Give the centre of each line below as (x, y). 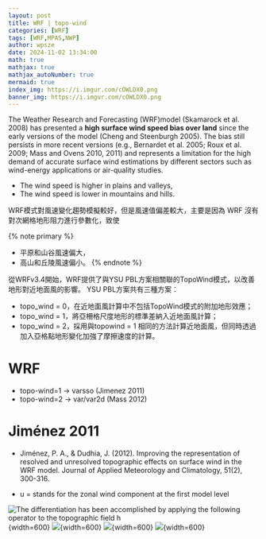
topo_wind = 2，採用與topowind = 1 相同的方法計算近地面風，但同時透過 (138, 326)
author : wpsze (32, 45)
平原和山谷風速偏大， (54, 253)
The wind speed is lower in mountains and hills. (97, 194)
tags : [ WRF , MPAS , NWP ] (44, 38)
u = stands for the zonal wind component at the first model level (124, 494)
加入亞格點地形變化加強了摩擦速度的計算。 (89, 336)
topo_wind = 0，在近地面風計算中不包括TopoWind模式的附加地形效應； (136, 306)
